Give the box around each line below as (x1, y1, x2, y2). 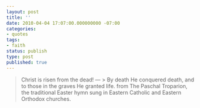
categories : (6, 25, 36, 32)
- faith (6, 43, 26, 49)
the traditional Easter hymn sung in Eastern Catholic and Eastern (21, 89, 181, 96)
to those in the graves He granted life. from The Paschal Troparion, (21, 82, 188, 89)
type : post (6, 54, 34, 60)
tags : (6, 37, 20, 43)
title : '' (6, 14, 31, 21)
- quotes (6, 31, 28, 37)
